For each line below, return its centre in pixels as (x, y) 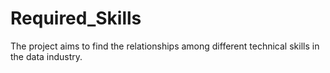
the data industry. (46, 56)
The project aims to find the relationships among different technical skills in (165, 46)
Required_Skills (76, 18)
